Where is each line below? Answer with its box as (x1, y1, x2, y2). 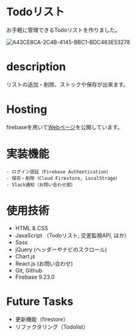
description (6, 60, 66, 74)
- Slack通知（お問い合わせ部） (6, 182, 76, 188)
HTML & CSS (15, 224, 48, 232)
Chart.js (15, 252, 35, 260)
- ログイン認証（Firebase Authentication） (6, 168, 112, 175)
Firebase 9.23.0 (15, 273, 55, 281)
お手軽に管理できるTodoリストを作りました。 (6, 26, 121, 34)
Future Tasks (6, 295, 74, 308)
